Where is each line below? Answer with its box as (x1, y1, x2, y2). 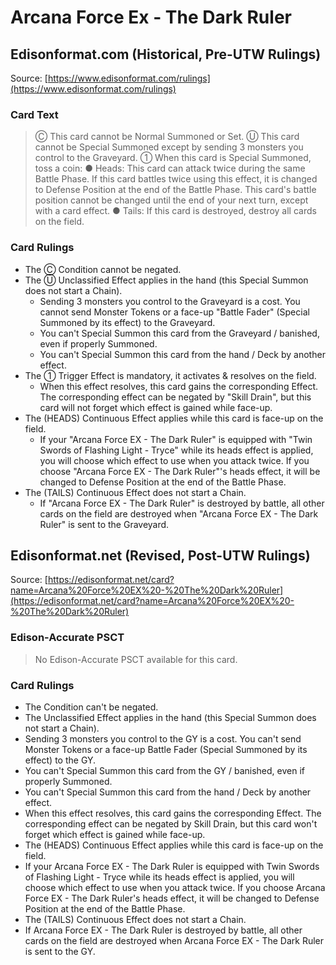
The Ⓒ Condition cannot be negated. (24, 263, 182, 275)
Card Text (10, 107, 59, 121)
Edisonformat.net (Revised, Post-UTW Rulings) (10, 547, 311, 564)
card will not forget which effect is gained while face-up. (39, 401, 273, 413)
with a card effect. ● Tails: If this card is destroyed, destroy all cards (34, 205, 317, 217)
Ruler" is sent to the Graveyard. (39, 518, 170, 530)
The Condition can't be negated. (24, 701, 159, 713)
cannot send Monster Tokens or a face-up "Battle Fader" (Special (39, 306, 310, 318)
